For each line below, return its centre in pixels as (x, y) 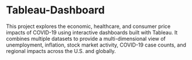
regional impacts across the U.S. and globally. (61, 51)
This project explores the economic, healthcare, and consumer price (88, 26)
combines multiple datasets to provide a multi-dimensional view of (86, 38)
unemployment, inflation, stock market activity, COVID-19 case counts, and (96, 45)
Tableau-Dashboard (55, 10)
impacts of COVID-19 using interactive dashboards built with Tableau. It (92, 32)
